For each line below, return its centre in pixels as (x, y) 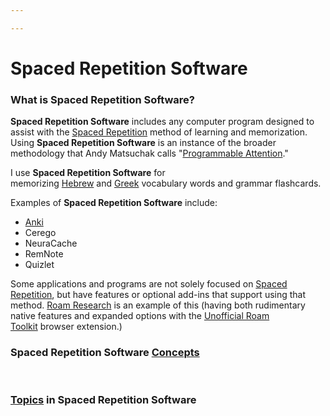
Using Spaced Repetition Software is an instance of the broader (143, 143)
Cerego (40, 233)
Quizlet (39, 265)
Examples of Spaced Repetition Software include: (114, 203)
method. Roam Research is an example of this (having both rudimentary (158, 305)
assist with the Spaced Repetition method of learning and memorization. (159, 132)
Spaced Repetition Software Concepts (105, 353)
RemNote (44, 254)
